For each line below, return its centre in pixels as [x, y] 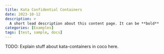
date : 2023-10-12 [23, 14]
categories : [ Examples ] [29, 28]
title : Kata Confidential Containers [44, 10]
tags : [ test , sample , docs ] [34, 32]
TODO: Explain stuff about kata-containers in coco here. [62, 46]
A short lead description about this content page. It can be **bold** [84, 23]
